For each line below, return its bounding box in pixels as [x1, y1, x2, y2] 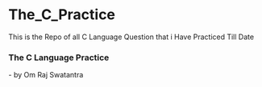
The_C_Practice [8, 6, 115, 24]
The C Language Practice [8, 52, 110, 63]
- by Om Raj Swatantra [8, 70, 84, 80]
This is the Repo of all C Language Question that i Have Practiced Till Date [8, 32, 255, 42]
